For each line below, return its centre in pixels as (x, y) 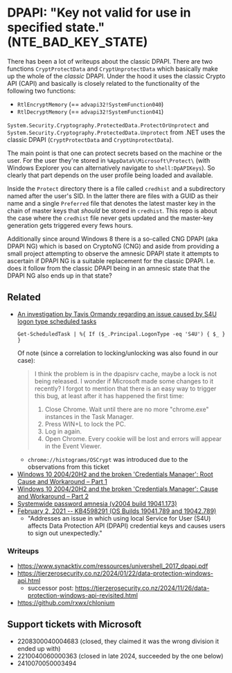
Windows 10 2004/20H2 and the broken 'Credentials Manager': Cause (118, 489)
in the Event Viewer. (73, 446)
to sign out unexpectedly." (65, 533)
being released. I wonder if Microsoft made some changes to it (124, 381)
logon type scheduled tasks (57, 321)
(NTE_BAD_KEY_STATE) (78, 42)
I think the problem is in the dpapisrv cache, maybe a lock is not (125, 374)
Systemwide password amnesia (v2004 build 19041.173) (97, 503)
